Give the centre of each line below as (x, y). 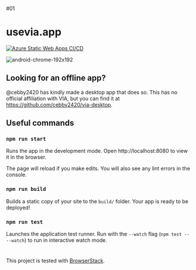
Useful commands (40, 123)
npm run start (26, 139)
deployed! (18, 207)
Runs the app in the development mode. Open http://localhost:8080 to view (97, 151)
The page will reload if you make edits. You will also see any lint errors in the (98, 169)
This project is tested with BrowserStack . (56, 261)
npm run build (26, 189)
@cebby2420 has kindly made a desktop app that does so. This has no (92, 92)
